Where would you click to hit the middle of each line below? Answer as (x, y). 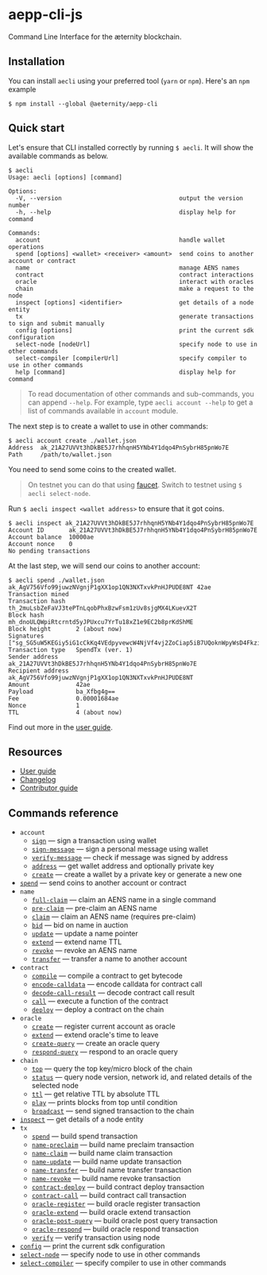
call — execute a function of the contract (100, 1001)
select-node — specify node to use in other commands (110, 1254)
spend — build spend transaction (85, 1136)
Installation (37, 62)
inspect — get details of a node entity (82, 1119)
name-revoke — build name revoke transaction (106, 1179)
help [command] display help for (126, 372)
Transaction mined (39, 594)
